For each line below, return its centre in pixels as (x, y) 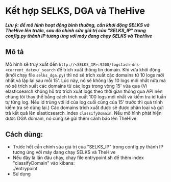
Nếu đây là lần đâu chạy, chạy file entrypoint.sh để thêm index (78, 158)
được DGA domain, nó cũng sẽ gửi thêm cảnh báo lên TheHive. (71, 118)
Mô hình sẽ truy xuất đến (31, 64)
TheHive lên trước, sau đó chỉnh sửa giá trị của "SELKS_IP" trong (76, 30)
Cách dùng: (24, 134)
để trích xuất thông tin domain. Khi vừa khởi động (109, 69)
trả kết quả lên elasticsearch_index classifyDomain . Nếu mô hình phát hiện (83, 113)
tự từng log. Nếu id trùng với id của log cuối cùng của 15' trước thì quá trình (84, 102)
